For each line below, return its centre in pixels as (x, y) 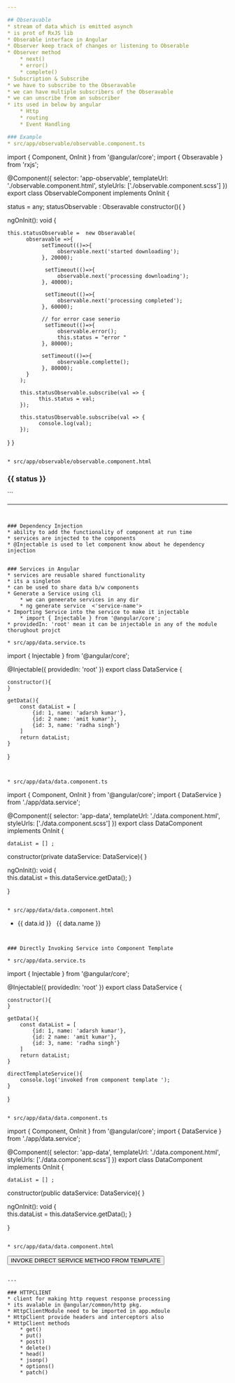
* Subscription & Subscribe (48, 79)
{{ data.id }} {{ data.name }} (59, 923)
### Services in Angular (43, 569)
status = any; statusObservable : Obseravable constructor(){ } (97, 206)
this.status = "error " (92, 338)
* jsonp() (34, 1360)
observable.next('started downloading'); (118, 251)
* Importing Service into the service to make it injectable (98, 612)
